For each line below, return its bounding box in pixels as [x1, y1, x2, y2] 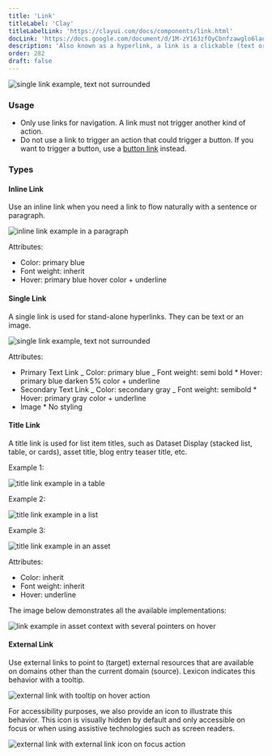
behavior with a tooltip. [8, 674, 85, 685]
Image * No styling [19, 402, 83, 412]
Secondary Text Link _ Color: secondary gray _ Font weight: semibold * [19, 384, 257, 394]
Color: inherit [19, 572, 64, 582]
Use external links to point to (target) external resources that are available [8, 657, 254, 667]
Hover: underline [19, 589, 77, 600]
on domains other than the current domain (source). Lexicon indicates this [8, 666, 256, 676]
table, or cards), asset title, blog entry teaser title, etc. [8, 446, 188, 456]
